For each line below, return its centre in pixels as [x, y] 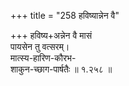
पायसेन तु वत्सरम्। [40, 46]
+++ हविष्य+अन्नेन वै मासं [51, 35]
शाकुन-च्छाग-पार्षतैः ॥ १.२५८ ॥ [61, 69]
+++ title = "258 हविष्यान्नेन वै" [65, 15]
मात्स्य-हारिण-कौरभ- [43, 58]
